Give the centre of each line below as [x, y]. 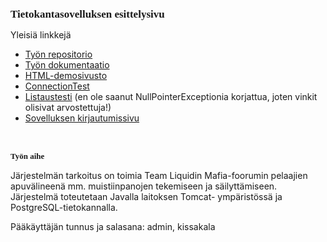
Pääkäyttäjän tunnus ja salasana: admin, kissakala [113, 226]
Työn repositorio [58, 54]
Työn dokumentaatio [67, 65]
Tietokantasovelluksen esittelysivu [87, 14]
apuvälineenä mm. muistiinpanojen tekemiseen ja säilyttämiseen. [144, 186]
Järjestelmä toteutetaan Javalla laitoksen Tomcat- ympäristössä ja [146, 196]
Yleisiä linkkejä [41, 35]
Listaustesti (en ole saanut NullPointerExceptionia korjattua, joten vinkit [171, 96]
